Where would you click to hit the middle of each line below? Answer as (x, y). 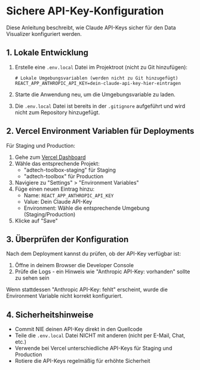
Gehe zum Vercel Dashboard (50, 157)
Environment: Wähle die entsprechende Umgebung (87, 208)
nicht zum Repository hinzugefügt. (57, 112)
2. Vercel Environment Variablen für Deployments (100, 131)
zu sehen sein (32, 278)
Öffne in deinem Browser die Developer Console (74, 265)
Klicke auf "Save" (36, 221)
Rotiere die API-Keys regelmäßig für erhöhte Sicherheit (82, 361)
